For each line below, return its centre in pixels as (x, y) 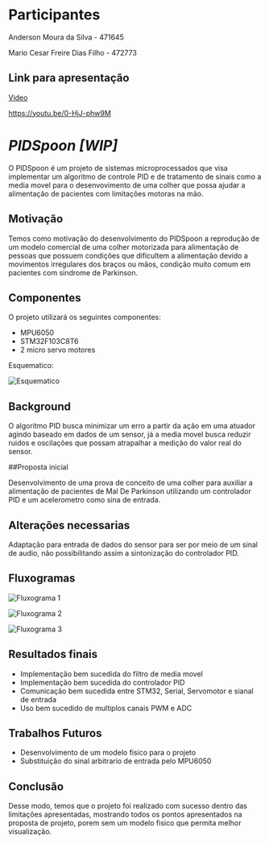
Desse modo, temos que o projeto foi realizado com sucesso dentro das (128, 806)
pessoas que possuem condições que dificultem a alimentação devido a (128, 255)
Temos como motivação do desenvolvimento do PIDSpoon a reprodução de (134, 238)
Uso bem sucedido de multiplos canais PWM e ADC (106, 708)
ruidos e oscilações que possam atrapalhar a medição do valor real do (125, 443)
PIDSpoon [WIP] (63, 145)
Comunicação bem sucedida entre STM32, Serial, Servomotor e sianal (137, 691)
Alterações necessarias (69, 525)
